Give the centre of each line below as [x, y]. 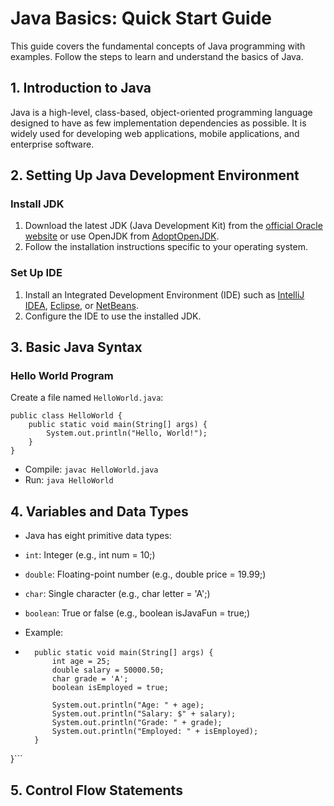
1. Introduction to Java [81, 88]
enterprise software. [52, 144]
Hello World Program [62, 376]
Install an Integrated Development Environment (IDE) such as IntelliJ [164, 294]
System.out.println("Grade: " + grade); [137, 723]
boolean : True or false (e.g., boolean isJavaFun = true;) [137, 613]
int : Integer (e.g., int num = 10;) [90, 555]
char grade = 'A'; [90, 679]
